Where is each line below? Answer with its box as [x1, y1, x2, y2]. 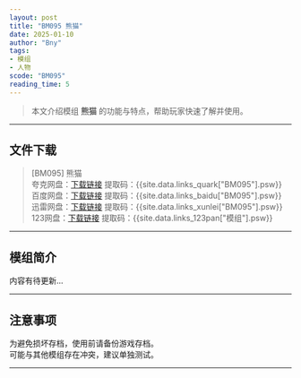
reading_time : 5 [9, 80, 70, 89]
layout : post [9, 13, 58, 22]
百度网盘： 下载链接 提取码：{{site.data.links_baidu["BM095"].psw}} [30, 190, 282, 202]
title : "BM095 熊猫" [9, 21, 83, 30]
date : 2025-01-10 [9, 30, 74, 39]
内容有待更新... [9, 275, 64, 287]
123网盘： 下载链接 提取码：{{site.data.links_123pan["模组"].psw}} [30, 212, 273, 224]
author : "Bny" [9, 38, 63, 47]
